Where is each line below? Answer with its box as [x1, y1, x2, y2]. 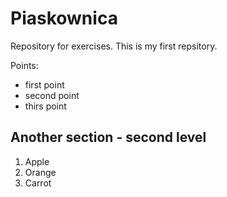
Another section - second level [10, 129, 207, 146]
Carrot [24, 177, 52, 189]
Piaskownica [10, 7, 118, 30]
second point [24, 89, 80, 101]
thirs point [24, 100, 67, 112]
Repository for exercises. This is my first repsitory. [10, 40, 218, 52]
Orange [24, 166, 57, 178]
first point [24, 78, 65, 91]
